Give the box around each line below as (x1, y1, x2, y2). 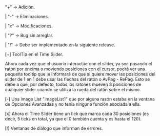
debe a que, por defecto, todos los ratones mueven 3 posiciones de (5, 81, 141, 87)
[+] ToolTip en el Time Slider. (5, 51, 63, 57)
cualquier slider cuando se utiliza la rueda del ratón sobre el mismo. (5, 87, 141, 92)
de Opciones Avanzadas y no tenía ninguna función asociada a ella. (5, 101, 141, 107)
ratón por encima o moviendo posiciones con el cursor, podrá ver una (5, 66, 145, 72)
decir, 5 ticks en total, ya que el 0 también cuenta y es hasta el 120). (5, 116, 141, 121)
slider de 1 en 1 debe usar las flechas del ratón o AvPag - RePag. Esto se (5, 77, 150, 82)
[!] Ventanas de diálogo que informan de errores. (5, 125, 103, 131)
